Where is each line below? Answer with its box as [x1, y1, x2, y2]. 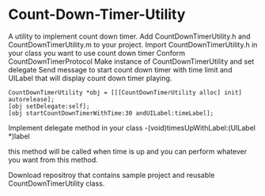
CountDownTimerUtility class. [8, 179, 105, 188]
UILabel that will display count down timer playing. [8, 73, 172, 83]
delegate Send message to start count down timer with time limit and [8, 65, 233, 74]
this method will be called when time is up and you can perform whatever [8, 146, 248, 156]
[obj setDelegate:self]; [8, 102, 90, 110]
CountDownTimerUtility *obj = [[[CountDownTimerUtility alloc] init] [8, 88, 243, 96]
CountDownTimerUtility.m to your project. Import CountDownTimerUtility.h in [8, 39, 258, 49]
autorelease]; [8, 95, 55, 103]
